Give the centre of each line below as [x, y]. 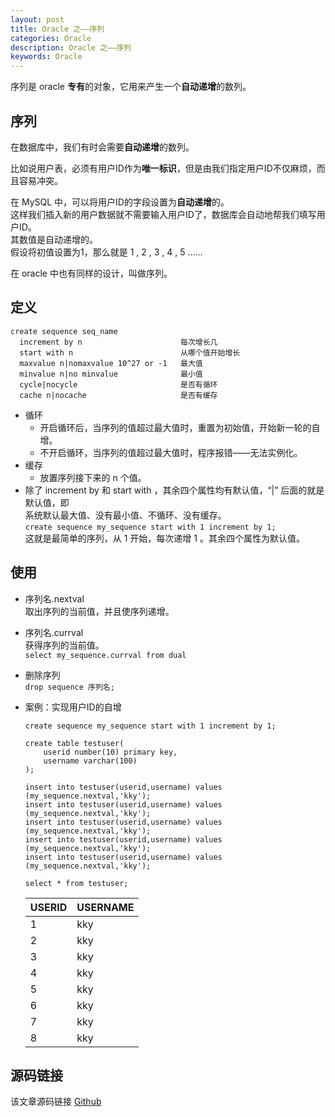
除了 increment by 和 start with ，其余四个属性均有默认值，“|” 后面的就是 [174, 490]
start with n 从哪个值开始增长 [130, 352]
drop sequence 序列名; [69, 687]
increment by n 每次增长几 [118, 342]
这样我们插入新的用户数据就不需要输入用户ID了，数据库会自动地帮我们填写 [163, 214]
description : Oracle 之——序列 [71, 47]
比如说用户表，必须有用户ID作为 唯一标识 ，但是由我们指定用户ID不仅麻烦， [163, 168]
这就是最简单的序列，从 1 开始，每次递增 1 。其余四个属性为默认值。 [164, 538]
